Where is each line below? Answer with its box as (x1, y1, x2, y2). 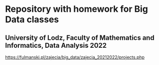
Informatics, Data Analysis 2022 (5, 41, 107, 50)
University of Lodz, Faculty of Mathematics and (5, 33, 155, 42)
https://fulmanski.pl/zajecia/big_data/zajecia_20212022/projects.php (5, 54, 145, 60)
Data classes (5, 14, 59, 25)
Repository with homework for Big (5, 3, 148, 15)
